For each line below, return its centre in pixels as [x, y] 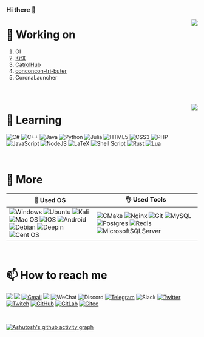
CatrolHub [28, 64]
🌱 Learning [34, 120]
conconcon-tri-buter [41, 71]
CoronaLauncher [36, 77]
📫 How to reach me [57, 275]
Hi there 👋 [21, 10]
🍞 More [25, 179]
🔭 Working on [41, 35]
